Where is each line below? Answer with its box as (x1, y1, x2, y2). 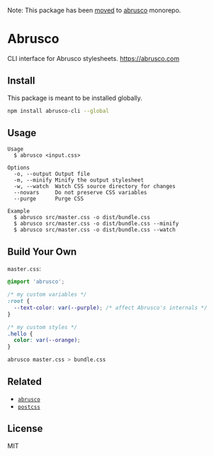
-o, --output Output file (13, 170, 91, 178)
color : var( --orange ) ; (13, 337, 81, 344)
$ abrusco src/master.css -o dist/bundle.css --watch (13, 226, 176, 233)
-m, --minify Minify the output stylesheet (13, 177, 144, 184)
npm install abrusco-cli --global (7, 107, 110, 114)
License (7, 423, 43, 435)
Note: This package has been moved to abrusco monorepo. (7, 6, 181, 14)
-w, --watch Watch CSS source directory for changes (13, 183, 176, 190)
